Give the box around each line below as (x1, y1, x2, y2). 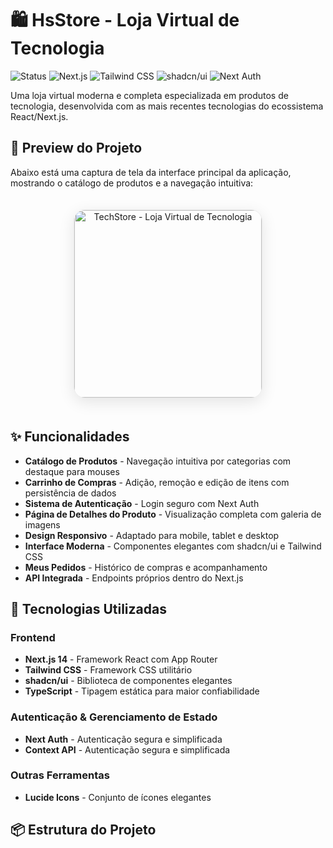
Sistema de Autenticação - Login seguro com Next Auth (24, 497, 260, 509)
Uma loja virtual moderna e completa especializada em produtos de (10, 89, 289, 101)
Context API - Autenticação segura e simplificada (24, 743, 231, 756)
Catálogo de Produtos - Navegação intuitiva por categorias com (24, 455, 292, 467)
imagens (24, 518, 61, 531)
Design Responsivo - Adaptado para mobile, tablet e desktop (24, 529, 280, 541)
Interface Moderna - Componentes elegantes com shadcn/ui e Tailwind (24, 540, 322, 552)
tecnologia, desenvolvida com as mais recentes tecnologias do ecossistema (10, 100, 324, 112)
